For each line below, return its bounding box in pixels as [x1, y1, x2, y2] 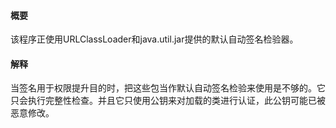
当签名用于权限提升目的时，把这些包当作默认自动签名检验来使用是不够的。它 [10, 82, 326, 94]
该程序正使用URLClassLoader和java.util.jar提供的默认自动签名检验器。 [10, 33, 299, 45]
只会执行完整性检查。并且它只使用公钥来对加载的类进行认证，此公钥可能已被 [10, 95, 326, 107]
